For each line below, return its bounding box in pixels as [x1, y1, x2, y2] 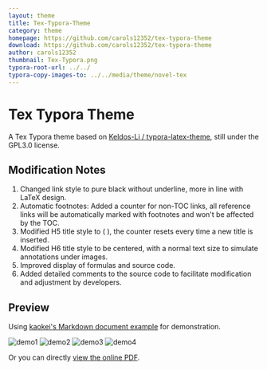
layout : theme [8, 11, 56, 20]
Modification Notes [8, 163, 106, 176]
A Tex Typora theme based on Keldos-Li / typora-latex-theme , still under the [8, 132, 259, 141]
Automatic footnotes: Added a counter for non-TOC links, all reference [19, 201, 251, 211]
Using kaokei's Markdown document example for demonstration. [8, 322, 222, 332]
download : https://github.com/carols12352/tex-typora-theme [8, 41, 213, 49]
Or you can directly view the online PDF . [8, 352, 140, 363]
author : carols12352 [8, 49, 77, 57]
